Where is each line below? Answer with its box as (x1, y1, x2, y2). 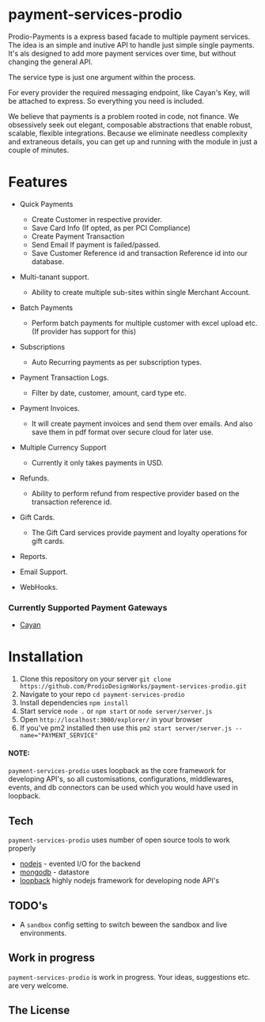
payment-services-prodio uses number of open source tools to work (8, 835, 231, 845)
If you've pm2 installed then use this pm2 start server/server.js (19, 723, 232, 733)
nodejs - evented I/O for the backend (19, 859, 141, 869)
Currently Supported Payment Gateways (8, 602, 168, 613)
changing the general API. (8, 57, 93, 67)
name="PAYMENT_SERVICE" (19, 732, 99, 740)
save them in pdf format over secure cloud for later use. (31, 427, 214, 437)
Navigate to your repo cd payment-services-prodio (19, 690, 185, 699)
